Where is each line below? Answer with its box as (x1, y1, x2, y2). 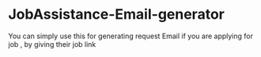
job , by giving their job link (8, 39, 96, 48)
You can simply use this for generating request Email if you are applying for (8, 31, 253, 41)
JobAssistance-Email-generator (8, 5, 225, 23)
